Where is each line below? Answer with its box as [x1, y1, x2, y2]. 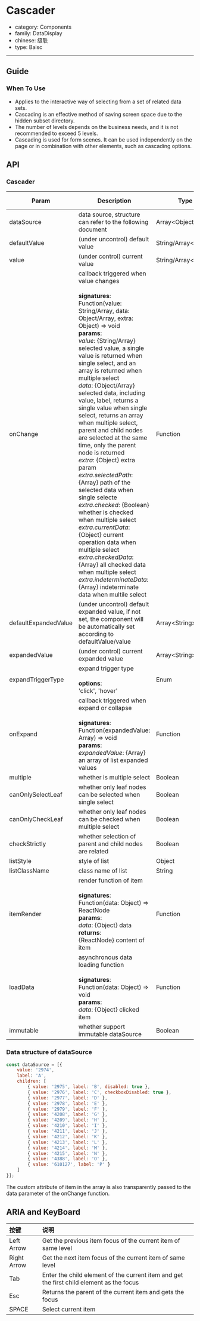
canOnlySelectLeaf [9, 791, 62, 799]
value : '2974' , [17, 1067, 55, 1073]
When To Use [6, 84, 46, 93]
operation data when [78, 538, 137, 546]
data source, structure [78, 210, 140, 219]
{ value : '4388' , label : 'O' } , [27, 1156, 108, 1162]
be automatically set [78, 622, 135, 631]
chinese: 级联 [14, 36, 48, 44]
